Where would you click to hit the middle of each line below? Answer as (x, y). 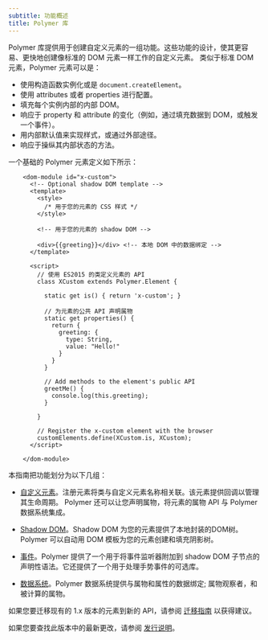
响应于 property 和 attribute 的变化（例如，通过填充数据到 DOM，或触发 (139, 114)
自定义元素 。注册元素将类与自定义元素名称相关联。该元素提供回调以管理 (139, 492)
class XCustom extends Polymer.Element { (108, 281)
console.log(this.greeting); (100, 396)
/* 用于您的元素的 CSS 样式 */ (91, 207)
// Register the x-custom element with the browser (126, 431)
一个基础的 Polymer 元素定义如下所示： (73, 162)
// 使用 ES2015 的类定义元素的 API (91, 274)
